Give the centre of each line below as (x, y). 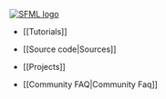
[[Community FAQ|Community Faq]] (90, 84)
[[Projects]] (44, 67)
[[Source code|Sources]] (69, 49)
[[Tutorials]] (45, 31)
